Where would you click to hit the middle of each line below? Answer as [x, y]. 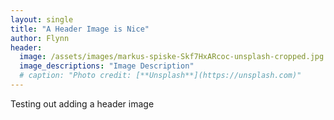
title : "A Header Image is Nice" [80, 29]
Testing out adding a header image [82, 103]
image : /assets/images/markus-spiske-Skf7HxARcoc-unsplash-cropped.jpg [172, 57]
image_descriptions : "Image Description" [107, 66]
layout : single [42, 19]
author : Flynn [40, 38]
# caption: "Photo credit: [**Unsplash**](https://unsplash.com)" [160, 76]
